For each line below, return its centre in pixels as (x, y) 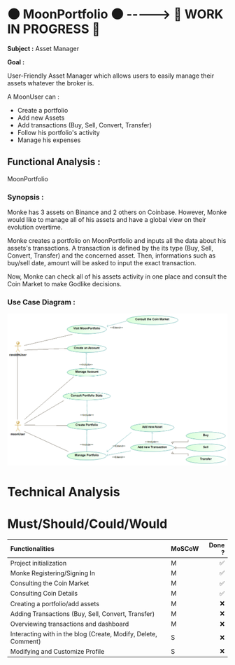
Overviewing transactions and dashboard (70, 624)
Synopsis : (26, 197)
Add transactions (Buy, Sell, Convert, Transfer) (85, 125)
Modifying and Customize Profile (57, 651)
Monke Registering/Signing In (53, 573)
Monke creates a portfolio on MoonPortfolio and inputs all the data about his (117, 241)
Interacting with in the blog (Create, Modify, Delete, (84, 633)
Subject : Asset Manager (43, 48)
